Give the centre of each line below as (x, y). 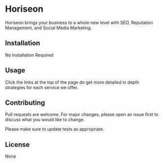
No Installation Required (29, 55)
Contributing (25, 103)
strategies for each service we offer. (42, 87)
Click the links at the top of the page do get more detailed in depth (72, 82)
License (17, 145)
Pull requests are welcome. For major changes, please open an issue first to (82, 115)
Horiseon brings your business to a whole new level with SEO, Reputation (79, 23)
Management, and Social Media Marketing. (49, 27)
